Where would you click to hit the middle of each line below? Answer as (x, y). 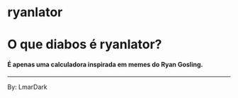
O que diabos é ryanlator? (85, 45)
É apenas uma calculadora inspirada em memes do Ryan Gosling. (105, 64)
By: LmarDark (27, 87)
